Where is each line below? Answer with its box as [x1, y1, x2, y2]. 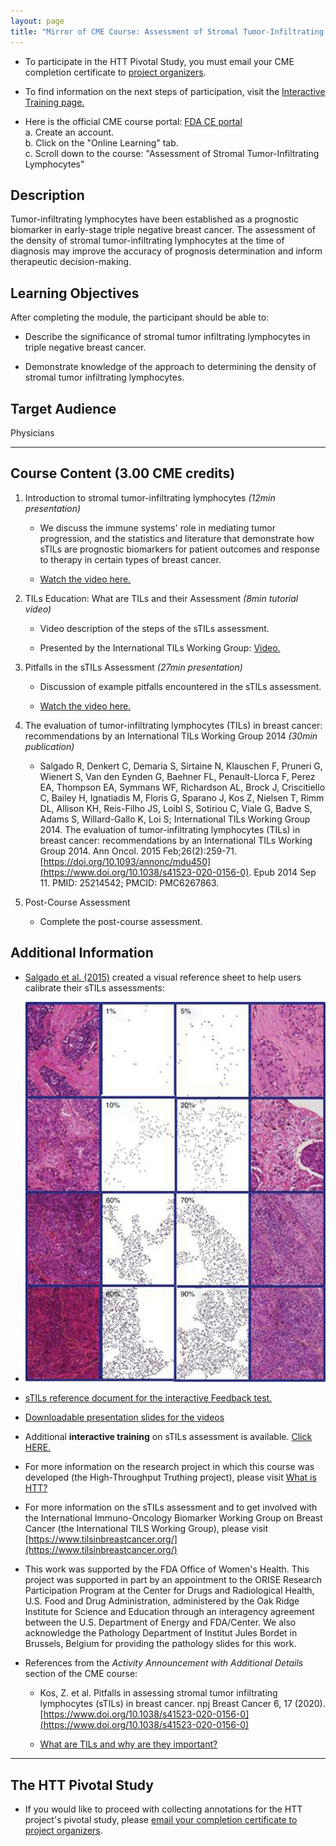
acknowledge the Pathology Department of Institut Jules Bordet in [24, 1627, 298, 1639]
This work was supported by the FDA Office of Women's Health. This [24, 1563, 310, 1575]
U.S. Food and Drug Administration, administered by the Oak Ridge [24, 1595, 300, 1607]
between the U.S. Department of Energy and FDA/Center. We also [24, 1616, 297, 1629]
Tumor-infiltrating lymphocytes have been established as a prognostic [10, 213, 300, 225]
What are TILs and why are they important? [39, 1738, 218, 1750]
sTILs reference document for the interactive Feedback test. [24, 1392, 273, 1404]
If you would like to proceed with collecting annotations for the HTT [24, 1803, 303, 1815]
